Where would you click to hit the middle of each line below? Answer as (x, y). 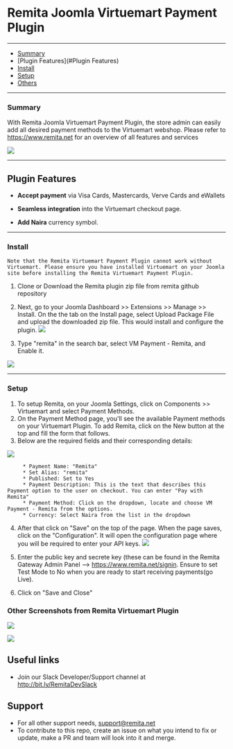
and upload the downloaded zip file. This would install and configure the (120, 322)
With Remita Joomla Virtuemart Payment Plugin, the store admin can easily (114, 122)
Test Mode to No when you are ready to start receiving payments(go (115, 572)
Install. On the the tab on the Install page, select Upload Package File (115, 315)
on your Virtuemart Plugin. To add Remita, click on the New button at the (121, 426)
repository (32, 294)
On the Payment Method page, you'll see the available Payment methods (121, 418)
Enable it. (31, 351)
